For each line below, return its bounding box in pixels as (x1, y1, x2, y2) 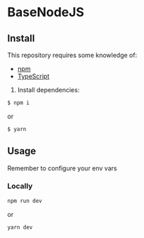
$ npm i (7, 99, 30, 106)
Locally (7, 181, 33, 191)
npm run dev (7, 197, 42, 204)
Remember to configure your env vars (7, 163, 117, 173)
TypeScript (17, 72, 50, 80)
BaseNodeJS (7, 4, 84, 20)
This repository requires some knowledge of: (7, 51, 138, 59)
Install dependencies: (17, 86, 80, 94)
